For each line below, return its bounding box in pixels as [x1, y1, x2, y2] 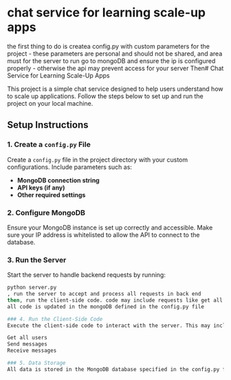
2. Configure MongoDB [7, 208, 86, 217]
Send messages [7, 341, 48, 348]
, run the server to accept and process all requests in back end [7, 291, 201, 298]
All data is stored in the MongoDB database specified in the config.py [7, 366, 220, 372]
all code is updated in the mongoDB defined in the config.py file [7, 303, 205, 310]
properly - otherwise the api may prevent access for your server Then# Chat [7, 64, 224, 72]
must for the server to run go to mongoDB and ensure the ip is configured [7, 56, 216, 65]
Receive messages [7, 347, 57, 355]
